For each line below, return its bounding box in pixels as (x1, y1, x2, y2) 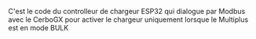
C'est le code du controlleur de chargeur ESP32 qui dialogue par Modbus (8, 7, 246, 16)
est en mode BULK (8, 23, 69, 32)
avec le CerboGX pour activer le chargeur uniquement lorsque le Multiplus (8, 15, 249, 24)
